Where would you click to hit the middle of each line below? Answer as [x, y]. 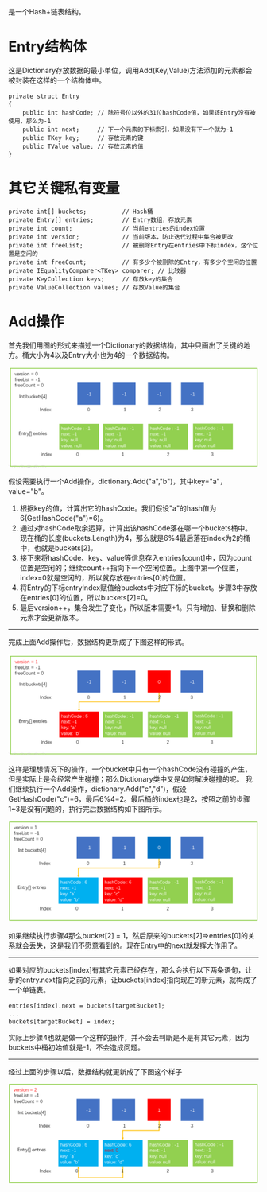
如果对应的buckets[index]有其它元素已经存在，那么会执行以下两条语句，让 [130, 970]
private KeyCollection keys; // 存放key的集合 [91, 279]
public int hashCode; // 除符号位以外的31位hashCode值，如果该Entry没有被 [139, 113]
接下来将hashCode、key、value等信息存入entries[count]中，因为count [136, 558]
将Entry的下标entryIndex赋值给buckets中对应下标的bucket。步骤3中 [132, 588]
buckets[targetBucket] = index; [62, 1022]
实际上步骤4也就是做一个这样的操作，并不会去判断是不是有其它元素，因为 [129, 1038]
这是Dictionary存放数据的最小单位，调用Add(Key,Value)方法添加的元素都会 [130, 70]
